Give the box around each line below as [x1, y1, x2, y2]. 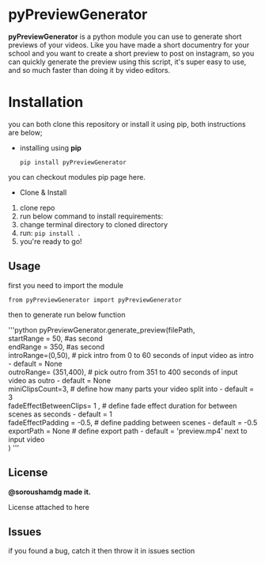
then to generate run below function [8, 310, 126, 319]
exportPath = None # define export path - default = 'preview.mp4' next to [8, 426, 248, 436]
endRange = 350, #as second [8, 342, 105, 352]
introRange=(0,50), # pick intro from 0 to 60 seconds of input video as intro [8, 350, 255, 359]
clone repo [19, 203, 55, 212]
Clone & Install [19, 188, 67, 197]
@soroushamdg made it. [8, 487, 91, 496]
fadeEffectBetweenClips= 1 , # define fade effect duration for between [8, 401, 237, 410]
